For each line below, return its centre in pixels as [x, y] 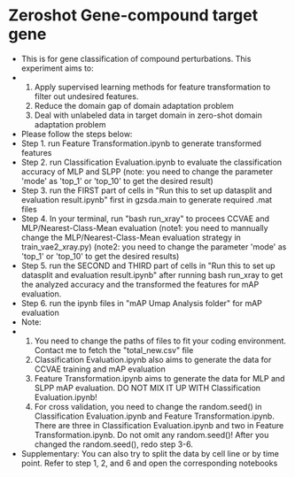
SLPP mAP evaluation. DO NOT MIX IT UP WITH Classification [147, 388]
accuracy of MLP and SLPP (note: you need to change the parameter [147, 171]
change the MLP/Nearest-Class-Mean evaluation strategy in [131, 237]
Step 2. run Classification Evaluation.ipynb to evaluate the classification [151, 162]
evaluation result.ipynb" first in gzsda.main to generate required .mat [146, 199]
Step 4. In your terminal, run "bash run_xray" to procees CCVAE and [145, 219]
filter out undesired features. [86, 96]
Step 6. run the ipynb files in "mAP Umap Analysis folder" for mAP [142, 303]
